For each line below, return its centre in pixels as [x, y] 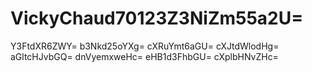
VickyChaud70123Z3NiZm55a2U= [157, 18]
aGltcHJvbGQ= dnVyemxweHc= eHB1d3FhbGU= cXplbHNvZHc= [144, 56]
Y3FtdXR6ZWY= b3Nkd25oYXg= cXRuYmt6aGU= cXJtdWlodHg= [145, 46]
